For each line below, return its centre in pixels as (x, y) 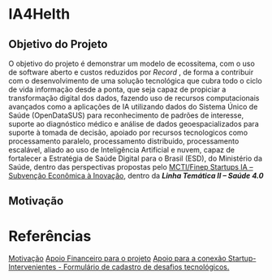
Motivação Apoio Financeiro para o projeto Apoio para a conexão (117, 258)
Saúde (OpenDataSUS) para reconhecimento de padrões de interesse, (126, 115)
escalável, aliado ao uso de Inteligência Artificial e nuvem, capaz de (122, 150)
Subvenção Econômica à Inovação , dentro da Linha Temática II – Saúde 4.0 (136, 176)
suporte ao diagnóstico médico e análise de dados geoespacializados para (134, 124)
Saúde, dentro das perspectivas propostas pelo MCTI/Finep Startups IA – (131, 167)
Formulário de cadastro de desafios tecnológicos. (147, 267)
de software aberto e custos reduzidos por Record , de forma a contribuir (131, 72)
